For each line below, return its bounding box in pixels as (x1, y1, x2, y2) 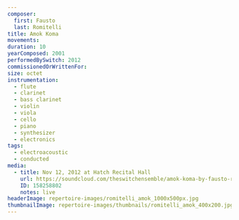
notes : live (20, 189, 55, 196)
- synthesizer (14, 129, 55, 136)
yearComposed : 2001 (7, 50, 65, 57)
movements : (7, 37, 40, 44)
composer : (7, 10, 37, 18)
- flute (14, 83, 37, 90)
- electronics (14, 136, 55, 143)
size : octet (7, 70, 43, 77)
